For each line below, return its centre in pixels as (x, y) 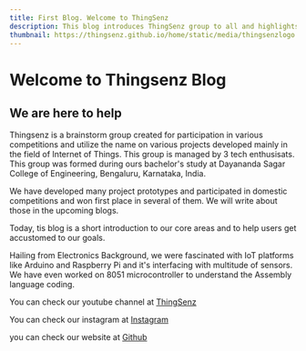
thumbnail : (30, 35)
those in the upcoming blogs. (64, 211)
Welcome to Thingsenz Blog (118, 80)
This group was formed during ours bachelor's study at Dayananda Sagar (148, 164)
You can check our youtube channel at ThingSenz (103, 302)
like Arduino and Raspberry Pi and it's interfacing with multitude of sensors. (151, 266)
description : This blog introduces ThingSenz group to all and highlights (154, 26)
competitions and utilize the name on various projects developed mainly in (149, 145)
